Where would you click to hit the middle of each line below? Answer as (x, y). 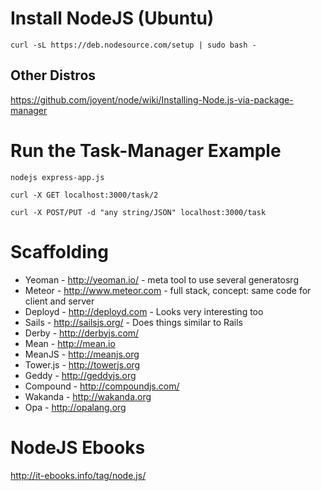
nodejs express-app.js (57, 177)
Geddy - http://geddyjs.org (80, 375)
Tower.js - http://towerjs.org (82, 364)
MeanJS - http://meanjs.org (82, 354)
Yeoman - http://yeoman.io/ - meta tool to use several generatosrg (161, 279)
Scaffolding (59, 251)
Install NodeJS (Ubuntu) (112, 18)
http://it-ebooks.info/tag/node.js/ (78, 475)
